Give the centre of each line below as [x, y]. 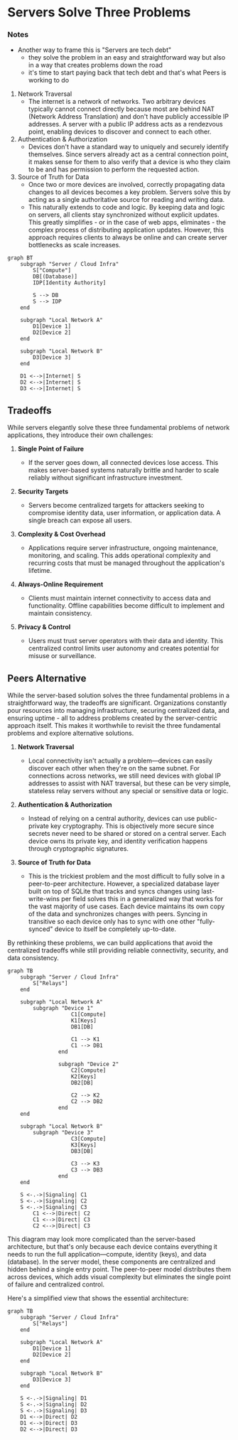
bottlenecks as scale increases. [74, 245]
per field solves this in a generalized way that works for [142, 899]
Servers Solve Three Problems [99, 12]
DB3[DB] [82, 1151]
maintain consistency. [60, 613]
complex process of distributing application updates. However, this [126, 230]
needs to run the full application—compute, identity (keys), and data [107, 1254]
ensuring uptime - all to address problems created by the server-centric [113, 718]
